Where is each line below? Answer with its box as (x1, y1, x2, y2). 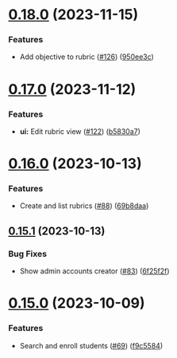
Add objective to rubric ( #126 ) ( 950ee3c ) (19, 52, 155, 61)
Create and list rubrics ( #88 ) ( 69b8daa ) (19, 201, 149, 210)
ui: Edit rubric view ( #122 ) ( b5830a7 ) (19, 126, 141, 136)
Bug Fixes (8, 248, 48, 259)
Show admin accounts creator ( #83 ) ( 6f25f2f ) (19, 266, 170, 276)
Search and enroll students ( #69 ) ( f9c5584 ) (19, 340, 164, 350)
